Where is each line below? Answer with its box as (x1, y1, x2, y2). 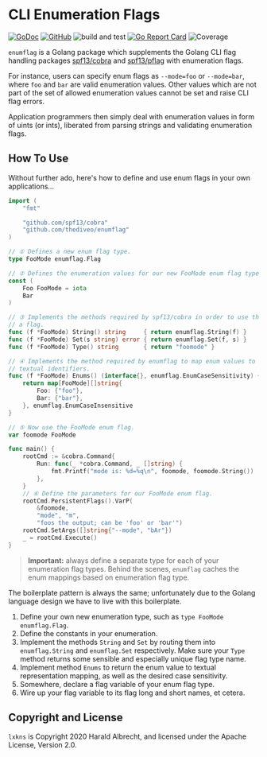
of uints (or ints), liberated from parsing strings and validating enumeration (8, 120, 253, 130)
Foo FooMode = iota (22, 284, 87, 292)
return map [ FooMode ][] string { (22, 379, 123, 387)
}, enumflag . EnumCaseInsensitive (22, 402, 133, 410)
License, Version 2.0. (8, 740, 77, 750)
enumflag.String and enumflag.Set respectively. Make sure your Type (19, 646, 246, 655)
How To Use (8, 152, 69, 165)
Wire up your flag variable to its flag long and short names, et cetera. (19, 688, 246, 697)
